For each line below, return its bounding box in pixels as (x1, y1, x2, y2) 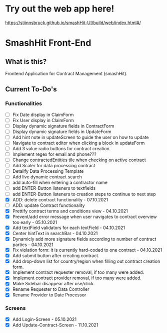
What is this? (5, 57, 47, 66)
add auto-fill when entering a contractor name (12, 179, 107, 186)
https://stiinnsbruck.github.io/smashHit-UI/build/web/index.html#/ (5, 20, 141, 26)
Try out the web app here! (5, 3, 114, 15)
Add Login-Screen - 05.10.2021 (12, 316, 76, 322)
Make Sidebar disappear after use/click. (12, 281, 95, 287)
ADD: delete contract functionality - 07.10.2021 (12, 196, 108, 202)
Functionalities (5, 100, 42, 107)
